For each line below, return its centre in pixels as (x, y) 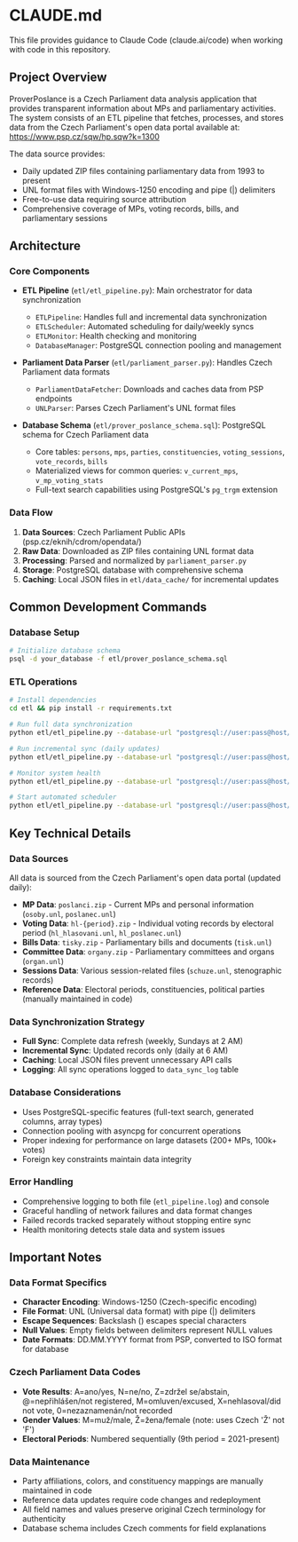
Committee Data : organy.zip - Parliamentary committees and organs (148, 952)
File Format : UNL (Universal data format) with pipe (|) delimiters (138, 1311)
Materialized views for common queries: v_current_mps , (137, 471)
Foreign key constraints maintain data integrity (107, 1158)
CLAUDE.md (56, 16)
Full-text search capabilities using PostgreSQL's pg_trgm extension (156, 490)
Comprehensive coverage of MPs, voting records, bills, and (130, 209)
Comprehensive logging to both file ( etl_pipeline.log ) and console (145, 1201)
